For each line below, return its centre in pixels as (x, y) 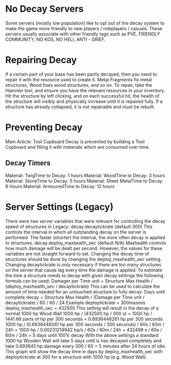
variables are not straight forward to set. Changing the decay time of (77, 254)
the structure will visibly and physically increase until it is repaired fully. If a (84, 101)
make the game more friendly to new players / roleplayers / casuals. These (84, 28)
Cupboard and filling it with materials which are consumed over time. (78, 147)
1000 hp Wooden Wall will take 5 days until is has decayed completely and (83, 340)
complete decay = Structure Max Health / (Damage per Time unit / (75, 297)
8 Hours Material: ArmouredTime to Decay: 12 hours (60, 186)
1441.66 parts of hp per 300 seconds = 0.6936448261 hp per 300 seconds (84, 319)
